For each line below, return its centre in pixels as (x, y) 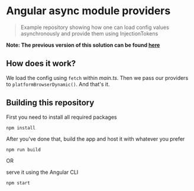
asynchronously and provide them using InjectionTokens (89, 33)
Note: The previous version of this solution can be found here (83, 45)
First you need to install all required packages (62, 117)
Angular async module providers (88, 11)
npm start (18, 183)
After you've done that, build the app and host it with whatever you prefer (96, 139)
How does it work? (41, 64)
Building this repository (50, 103)
